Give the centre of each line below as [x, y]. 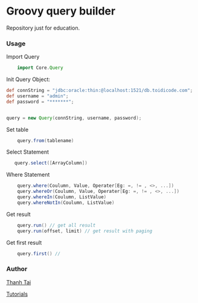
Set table [18, 129]
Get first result [24, 243]
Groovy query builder [61, 11]
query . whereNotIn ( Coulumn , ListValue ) [66, 203]
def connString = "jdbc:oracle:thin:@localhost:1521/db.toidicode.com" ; [100, 91]
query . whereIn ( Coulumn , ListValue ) [62, 197]
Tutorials [17, 294]
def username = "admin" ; [37, 96]
